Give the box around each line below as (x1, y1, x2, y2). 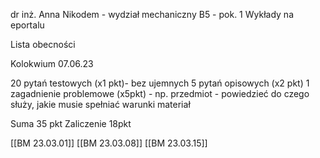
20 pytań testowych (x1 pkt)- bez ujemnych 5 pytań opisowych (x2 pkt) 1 (10, 77, 310, 89)
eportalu (10, 19, 45, 31)
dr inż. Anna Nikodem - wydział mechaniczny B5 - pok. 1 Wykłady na (10, 9, 294, 20)
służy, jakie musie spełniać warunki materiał (10, 99, 191, 110)
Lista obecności (10, 39, 76, 50)
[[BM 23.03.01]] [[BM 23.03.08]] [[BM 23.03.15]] (10, 137, 208, 149)
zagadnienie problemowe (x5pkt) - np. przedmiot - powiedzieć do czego (10, 88, 310, 99)
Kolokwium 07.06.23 (10, 58, 94, 69)
